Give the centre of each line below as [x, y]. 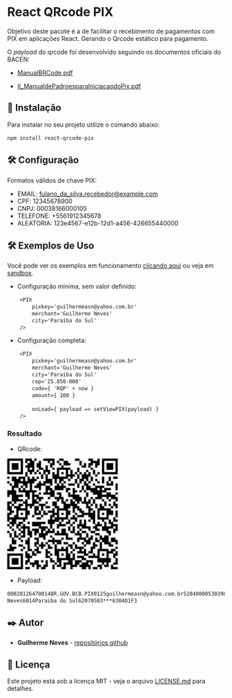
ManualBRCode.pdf [45, 73]
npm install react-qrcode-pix [51, 138]
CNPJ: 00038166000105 [52, 208]
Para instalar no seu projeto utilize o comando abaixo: [84, 125]
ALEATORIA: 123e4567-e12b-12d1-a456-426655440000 [98, 223]
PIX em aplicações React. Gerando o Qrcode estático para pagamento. [108, 38]
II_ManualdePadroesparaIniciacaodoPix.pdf [79, 86]
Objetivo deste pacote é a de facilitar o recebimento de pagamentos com [111, 31]
